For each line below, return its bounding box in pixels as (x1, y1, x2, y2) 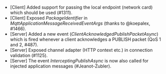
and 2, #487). (10, 42, 39, 47)
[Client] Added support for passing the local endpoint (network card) (10, 5, 153, 10)
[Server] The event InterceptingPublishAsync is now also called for (10, 58, 149, 63)
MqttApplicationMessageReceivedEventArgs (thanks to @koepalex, (10, 20, 150, 26)
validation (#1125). (10, 52, 48, 58)
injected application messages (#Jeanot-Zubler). (10, 63, 112, 69)
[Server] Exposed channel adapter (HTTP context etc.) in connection (10, 47, 153, 53)
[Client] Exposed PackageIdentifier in (10, 15, 88, 21)
